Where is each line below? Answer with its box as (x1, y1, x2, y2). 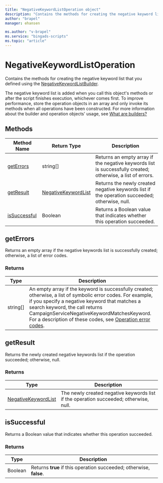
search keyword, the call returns (29, 304, 103, 310)
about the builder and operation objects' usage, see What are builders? (5, 110, 147, 117)
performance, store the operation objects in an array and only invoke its (5, 100, 148, 106)
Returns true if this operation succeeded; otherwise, (31, 464, 150, 471)
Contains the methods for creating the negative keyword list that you (5, 75, 142, 81)
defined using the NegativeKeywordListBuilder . (5, 81, 99, 87)
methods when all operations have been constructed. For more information (5, 106, 155, 111)
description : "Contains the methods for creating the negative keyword (5, 12, 153, 17)
